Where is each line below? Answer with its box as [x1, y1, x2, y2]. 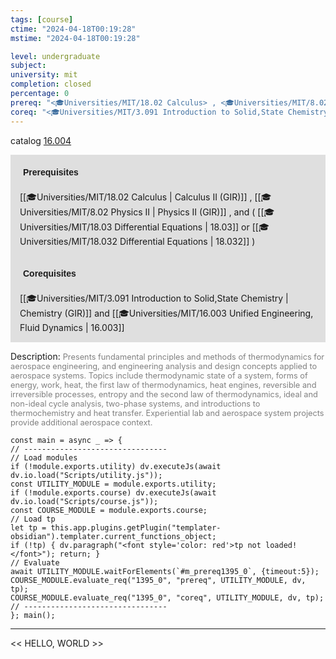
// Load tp [10, 514, 56, 524]
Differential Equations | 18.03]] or [114, 221, 250, 233]
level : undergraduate [10, 51, 101, 61]
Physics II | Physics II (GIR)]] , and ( [110, 206, 256, 218]
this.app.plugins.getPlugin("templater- [50, 522, 222, 533]
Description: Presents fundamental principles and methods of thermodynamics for [10, 350, 325, 362]
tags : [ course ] [10, 14, 74, 25]
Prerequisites [23, 166, 79, 178]
